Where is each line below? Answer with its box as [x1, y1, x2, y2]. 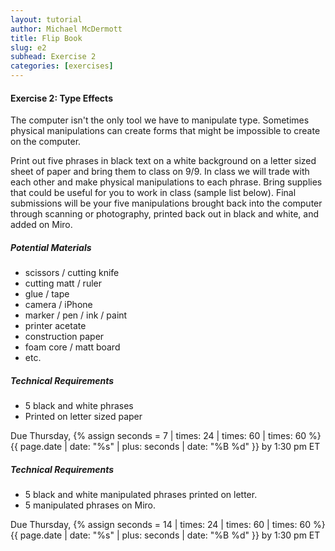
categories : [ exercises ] [10, 61, 114, 71]
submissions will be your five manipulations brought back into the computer [10, 197, 323, 210]
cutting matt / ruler [24, 277, 102, 290]
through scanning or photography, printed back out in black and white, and [10, 208, 319, 220]
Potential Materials [10, 241, 92, 253]
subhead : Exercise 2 [10, 52, 97, 62]
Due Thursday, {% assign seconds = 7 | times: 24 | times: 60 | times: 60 [10, 430, 307, 442]
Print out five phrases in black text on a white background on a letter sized [10, 155, 317, 167]
